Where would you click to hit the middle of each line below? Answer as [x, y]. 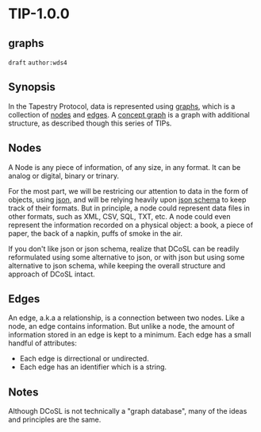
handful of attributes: [42, 343]
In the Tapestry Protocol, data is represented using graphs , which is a [122, 106]
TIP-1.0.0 [39, 14]
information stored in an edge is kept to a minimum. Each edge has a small [130, 335]
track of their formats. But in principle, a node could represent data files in [129, 208]
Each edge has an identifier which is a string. [93, 367]
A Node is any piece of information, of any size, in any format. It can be [125, 167]
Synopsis [32, 87]
